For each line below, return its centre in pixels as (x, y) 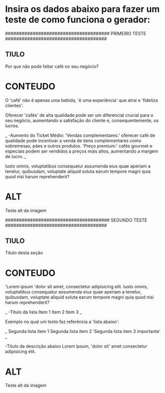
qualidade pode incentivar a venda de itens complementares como (73, 141)
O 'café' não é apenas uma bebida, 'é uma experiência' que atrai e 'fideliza (82, 100)
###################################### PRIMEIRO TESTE (76, 33)
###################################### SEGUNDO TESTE (76, 220)
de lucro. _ (16, 156)
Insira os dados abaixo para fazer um (82, 9)
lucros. (12, 126)
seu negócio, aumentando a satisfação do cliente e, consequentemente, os (82, 120)
